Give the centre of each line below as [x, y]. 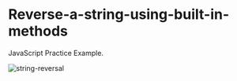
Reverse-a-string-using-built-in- [119, 15]
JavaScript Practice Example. [56, 53]
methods [38, 31]
